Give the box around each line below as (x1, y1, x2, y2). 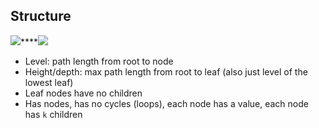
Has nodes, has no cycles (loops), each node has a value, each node (24, 97, 309, 109)
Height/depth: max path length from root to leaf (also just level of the (24, 65, 308, 78)
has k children (24, 108, 83, 120)
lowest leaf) (24, 76, 74, 88)
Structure (10, 8, 72, 25)
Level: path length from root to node (24, 55, 174, 67)
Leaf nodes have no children (24, 87, 143, 99)
